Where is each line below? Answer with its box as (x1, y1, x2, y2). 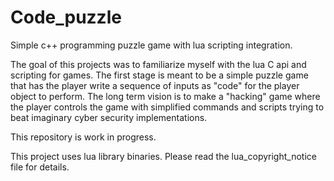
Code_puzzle (10, 6, 122, 29)
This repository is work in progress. (10, 131, 157, 143)
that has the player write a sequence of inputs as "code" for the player (10, 79, 300, 91)
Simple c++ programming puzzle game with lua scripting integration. (10, 39, 293, 51)
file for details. (10, 161, 70, 173)
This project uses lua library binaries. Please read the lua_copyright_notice (10, 150, 317, 162)
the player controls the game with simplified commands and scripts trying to (10, 101, 325, 113)
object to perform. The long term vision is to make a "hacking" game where (10, 90, 321, 102)
